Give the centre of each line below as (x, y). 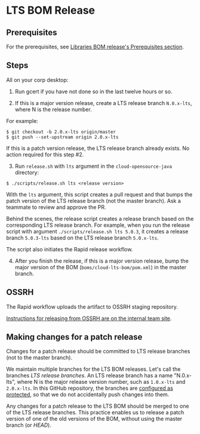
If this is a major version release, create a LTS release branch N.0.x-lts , (103, 103)
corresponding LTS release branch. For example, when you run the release (98, 225)
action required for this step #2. (45, 154)
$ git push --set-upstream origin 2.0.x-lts (62, 137)
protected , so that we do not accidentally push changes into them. (88, 395)
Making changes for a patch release (74, 337)
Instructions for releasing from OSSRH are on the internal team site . (89, 318)
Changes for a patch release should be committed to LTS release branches (98, 351)
